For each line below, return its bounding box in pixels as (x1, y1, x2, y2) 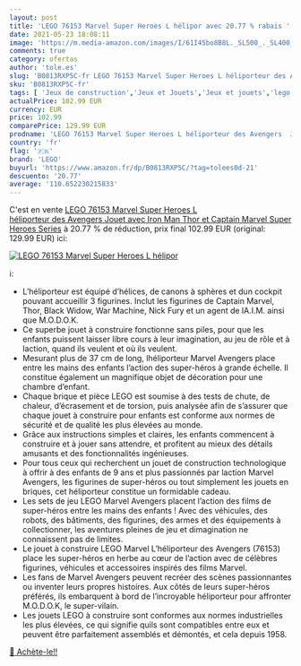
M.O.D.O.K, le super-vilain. (21, 601, 119, 611)
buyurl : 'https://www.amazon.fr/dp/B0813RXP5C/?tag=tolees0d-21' (9, 163, 258, 172)
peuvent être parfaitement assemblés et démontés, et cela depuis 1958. (21, 629, 288, 640)
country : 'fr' (9, 138, 63, 147)
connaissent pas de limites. (21, 534, 124, 545)
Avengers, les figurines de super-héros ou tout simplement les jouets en (21, 477, 289, 488)
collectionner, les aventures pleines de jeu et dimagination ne (21, 524, 249, 535)
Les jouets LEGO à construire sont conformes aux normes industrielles (21, 610, 284, 621)
